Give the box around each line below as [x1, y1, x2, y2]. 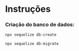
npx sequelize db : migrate [5, 41, 59, 47]
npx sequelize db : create [5, 32, 57, 38]
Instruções [5, 3, 51, 15]
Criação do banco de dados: [5, 21, 75, 28]
